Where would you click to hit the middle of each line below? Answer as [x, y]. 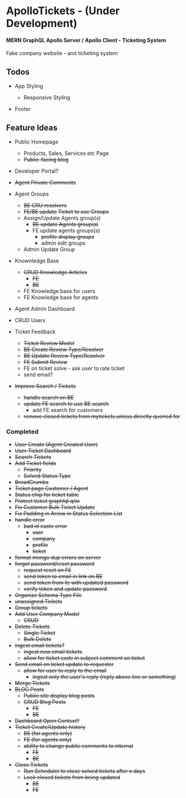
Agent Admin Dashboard [45, 309]
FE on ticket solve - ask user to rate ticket [74, 368]
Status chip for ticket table [47, 495]
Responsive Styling [47, 98]
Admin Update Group [49, 249]
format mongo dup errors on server [58, 557]
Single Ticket [39, 633]
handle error [30, 520]
